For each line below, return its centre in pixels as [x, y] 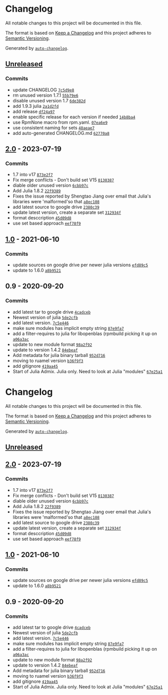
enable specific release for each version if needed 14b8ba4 [74, 117]
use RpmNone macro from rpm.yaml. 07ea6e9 [60, 122]
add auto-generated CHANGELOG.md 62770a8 [61, 133]
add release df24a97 [34, 111]
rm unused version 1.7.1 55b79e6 [46, 95]
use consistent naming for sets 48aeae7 [54, 127]
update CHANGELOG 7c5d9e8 [44, 90]
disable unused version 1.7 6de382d [49, 100]
